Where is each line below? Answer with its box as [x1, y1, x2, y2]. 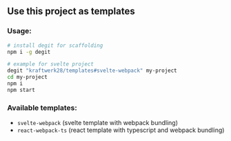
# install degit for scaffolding [7, 41, 103, 49]
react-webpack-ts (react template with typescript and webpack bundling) [17, 126, 225, 134]
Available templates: [7, 103, 77, 113]
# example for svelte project [7, 61, 94, 68]
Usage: [7, 26, 32, 36]
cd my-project [7, 74, 48, 81]
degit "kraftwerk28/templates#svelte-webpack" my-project [7, 67, 177, 75]
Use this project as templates [7, 6, 136, 17]
